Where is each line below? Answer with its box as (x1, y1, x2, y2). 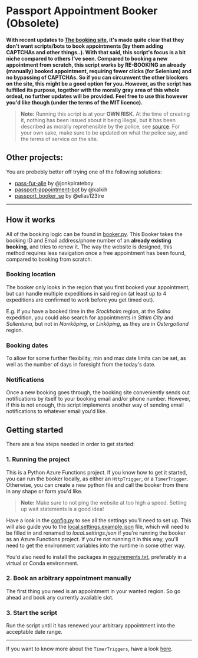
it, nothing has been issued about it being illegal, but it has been (20, 116, 176, 123)
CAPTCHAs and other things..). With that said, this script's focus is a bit (6, 48, 186, 55)
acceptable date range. (6, 628, 63, 636)
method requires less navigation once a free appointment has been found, (6, 249, 186, 256)
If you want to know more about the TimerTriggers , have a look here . (6, 645, 173, 653)
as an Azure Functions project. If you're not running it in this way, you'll (6, 535, 179, 542)
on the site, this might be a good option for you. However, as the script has (6, 80, 192, 87)
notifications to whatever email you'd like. (6, 408, 107, 415)
